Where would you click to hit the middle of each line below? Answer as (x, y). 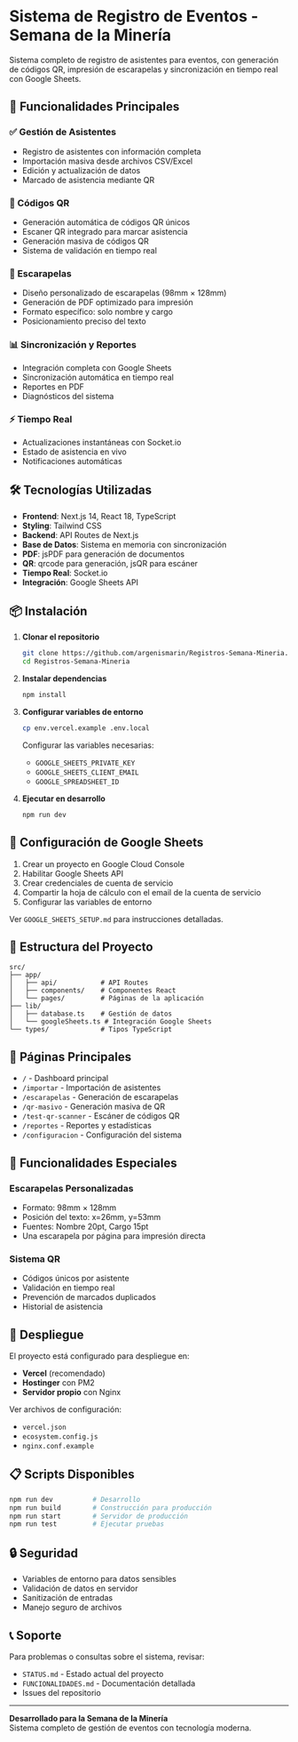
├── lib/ (25, 1007)
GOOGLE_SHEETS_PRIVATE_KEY (85, 763)
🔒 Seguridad (43, 1553)
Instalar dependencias (64, 678)
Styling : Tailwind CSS (62, 526)
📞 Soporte (35, 1635)
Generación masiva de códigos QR (85, 241)
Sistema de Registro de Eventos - (134, 16)
